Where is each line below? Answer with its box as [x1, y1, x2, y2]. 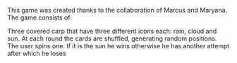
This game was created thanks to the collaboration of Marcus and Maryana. [7, 6, 228, 14]
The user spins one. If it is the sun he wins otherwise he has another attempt [7, 42, 230, 50]
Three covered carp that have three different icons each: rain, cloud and [7, 27, 217, 35]
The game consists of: [7, 13, 73, 22]
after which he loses [7, 49, 66, 57]
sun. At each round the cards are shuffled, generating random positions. [7, 34, 217, 43]
